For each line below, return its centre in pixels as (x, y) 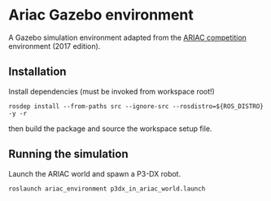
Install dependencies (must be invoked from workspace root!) (112, 91)
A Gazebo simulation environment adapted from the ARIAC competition (127, 37)
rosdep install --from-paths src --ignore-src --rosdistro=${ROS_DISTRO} (136, 106)
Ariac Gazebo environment (101, 15)
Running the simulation (68, 154)
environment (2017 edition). (55, 46)
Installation (37, 72)
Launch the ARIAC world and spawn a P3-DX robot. (95, 173)
